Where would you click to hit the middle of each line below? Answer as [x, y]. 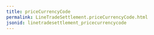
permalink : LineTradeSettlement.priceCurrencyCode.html [77, 17]
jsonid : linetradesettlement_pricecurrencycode [67, 23]
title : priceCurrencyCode [38, 12]
